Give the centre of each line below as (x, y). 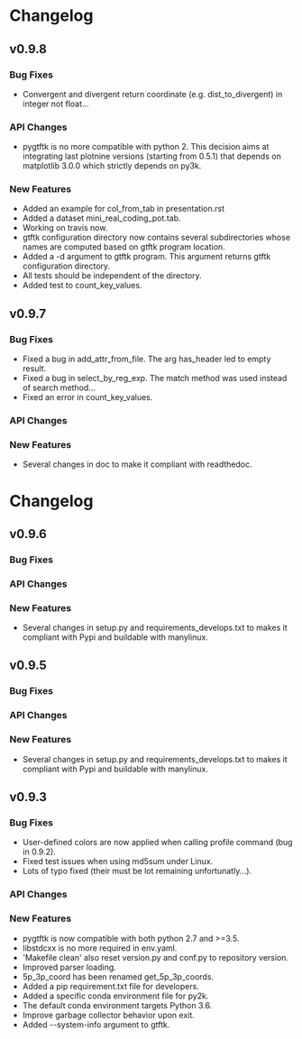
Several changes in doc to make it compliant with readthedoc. (137, 464)
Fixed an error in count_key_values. (87, 397)
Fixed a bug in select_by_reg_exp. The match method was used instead (155, 378)
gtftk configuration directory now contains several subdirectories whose (156, 237)
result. (34, 369)
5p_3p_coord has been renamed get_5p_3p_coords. (118, 976)
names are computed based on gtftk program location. (124, 247)
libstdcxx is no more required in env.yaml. (100, 948)
